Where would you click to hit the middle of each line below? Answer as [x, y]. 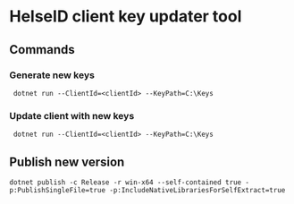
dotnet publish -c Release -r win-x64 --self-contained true [126, 182]
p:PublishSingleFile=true [57, 190]
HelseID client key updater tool [126, 17]
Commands [42, 50]
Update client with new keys [72, 115]
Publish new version [67, 161]
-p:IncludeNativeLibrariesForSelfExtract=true [197, 190]
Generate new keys [52, 75]
